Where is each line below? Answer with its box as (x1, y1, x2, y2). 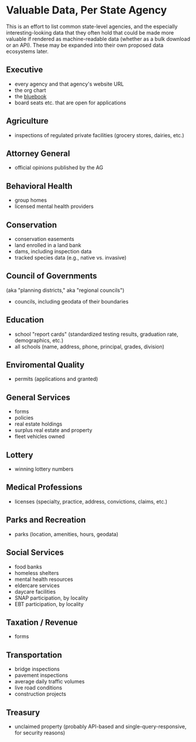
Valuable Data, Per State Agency (6, 4, 167, 17)
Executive (6, 65, 43, 75)
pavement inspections (14, 672, 68, 679)
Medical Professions (6, 482, 83, 492)
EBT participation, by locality (14, 600, 84, 607)
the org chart (14, 86, 46, 94)
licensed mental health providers (14, 203, 94, 210)
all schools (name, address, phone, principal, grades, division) (14, 343, 165, 350)
